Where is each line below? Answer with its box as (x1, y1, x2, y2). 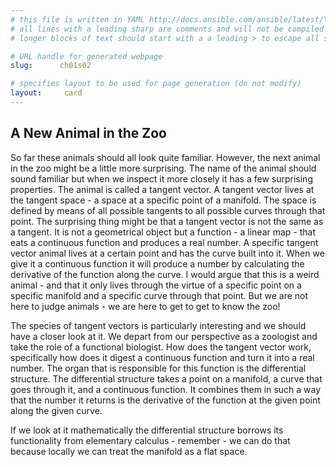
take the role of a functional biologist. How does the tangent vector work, (10, 341, 312, 353)
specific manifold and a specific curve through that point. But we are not (10, 289, 309, 301)
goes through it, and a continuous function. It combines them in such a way (10, 383, 322, 395)
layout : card (10, 88, 83, 98)
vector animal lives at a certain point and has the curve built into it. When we (10, 247, 325, 259)
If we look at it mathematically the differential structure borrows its (10, 424, 284, 436)
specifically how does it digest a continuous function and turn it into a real (10, 351, 315, 363)
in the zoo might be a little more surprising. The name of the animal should (10, 162, 317, 174)
